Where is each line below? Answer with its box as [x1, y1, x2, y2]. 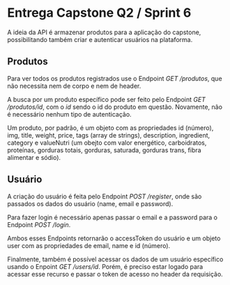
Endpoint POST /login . [7, 220, 71, 228]
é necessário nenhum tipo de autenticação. [7, 110, 132, 118]
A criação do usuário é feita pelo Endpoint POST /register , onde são [7, 192, 202, 200]
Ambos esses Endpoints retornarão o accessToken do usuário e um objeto [7, 234, 221, 242]
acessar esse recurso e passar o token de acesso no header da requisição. [7, 270, 223, 278]
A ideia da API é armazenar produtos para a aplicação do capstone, [7, 28, 201, 36]
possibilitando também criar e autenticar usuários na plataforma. [7, 35, 193, 43]
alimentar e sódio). [7, 153, 61, 161]
